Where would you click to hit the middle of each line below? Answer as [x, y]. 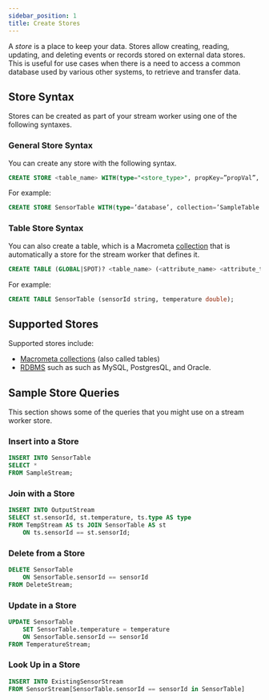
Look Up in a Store [44, 665]
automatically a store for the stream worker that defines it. [104, 254]
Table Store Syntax [46, 228]
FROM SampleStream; [41, 473]
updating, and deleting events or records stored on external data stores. [127, 55]
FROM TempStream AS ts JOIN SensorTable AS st [87, 525]
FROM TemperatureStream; [50, 644]
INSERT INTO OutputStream [51, 511]
